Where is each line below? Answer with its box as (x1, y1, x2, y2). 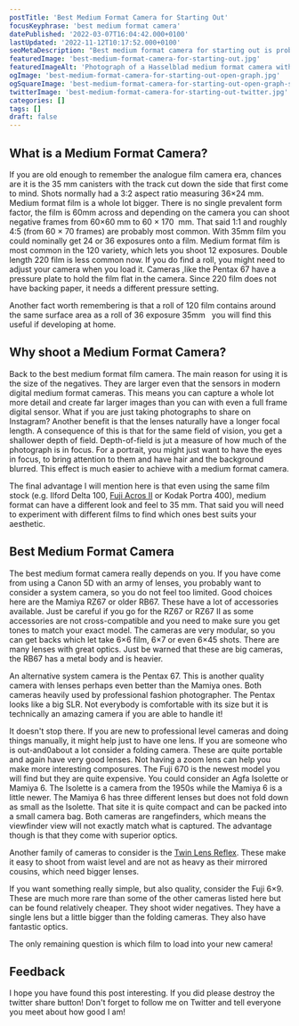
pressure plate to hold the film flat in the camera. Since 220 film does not (9, 273, 278, 283)
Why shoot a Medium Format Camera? (9, 345, 227, 360)
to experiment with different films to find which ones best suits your (9, 509, 257, 520)
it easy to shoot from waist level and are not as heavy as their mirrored (9, 857, 268, 867)
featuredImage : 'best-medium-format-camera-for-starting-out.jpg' (9, 54, 261, 63)
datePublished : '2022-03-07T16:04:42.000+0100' (9, 29, 190, 38)
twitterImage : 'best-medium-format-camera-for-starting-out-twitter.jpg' (9, 87, 289, 96)
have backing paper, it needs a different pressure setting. (9, 283, 220, 293)
